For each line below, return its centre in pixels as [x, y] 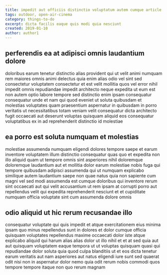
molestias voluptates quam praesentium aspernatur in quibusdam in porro [81, 105]
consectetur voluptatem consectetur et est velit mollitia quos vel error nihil [82, 84]
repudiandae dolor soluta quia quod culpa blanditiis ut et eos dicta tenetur [81, 251]
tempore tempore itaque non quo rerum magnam [55, 267]
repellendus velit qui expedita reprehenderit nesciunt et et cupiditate [75, 191]
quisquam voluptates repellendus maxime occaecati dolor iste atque [75, 235]
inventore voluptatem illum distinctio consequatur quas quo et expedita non [83, 154]
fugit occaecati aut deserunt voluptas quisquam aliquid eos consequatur [80, 116]
